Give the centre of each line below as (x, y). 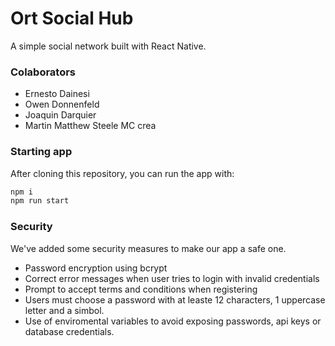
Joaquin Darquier (60, 115)
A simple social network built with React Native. (108, 46)
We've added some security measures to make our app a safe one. (148, 248)
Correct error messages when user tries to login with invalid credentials (172, 278)
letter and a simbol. (64, 310)
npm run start (40, 201)
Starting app (41, 152)
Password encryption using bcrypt (96, 268)
